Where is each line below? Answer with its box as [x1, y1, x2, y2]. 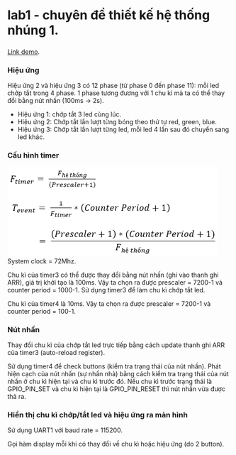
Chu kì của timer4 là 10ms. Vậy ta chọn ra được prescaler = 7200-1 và [7, 299, 211, 308]
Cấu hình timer [7, 150, 60, 160]
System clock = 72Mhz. [7, 256, 77, 265]
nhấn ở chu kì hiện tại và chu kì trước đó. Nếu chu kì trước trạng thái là [7, 377, 213, 385]
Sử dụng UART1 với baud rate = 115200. [7, 426, 123, 434]
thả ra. [7, 393, 26, 400]
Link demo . [7, 48, 40, 56]
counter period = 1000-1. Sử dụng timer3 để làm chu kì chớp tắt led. [7, 285, 206, 294]
